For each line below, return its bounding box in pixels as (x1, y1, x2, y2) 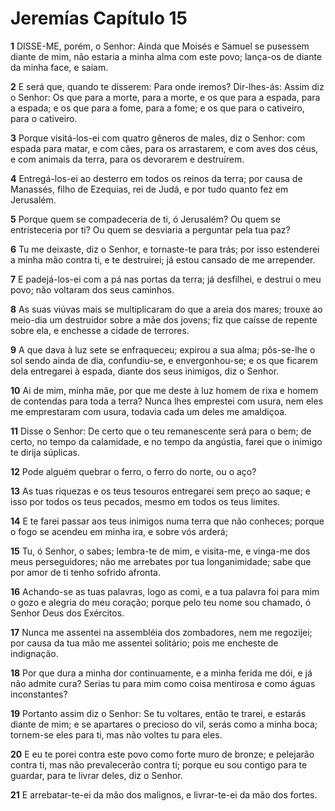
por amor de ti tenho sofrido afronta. (10, 566, 161, 578)
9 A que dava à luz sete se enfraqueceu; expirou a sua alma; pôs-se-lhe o (10, 343, 316, 356)
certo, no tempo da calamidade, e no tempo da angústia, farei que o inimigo (10, 435, 323, 447)
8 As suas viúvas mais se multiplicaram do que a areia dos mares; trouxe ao (10, 303, 323, 315)
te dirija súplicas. (10, 446, 80, 458)
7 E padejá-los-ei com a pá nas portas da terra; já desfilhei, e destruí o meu (10, 273, 322, 285)
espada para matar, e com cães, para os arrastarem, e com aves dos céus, (10, 142, 319, 154)
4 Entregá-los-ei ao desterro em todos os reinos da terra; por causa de (10, 172, 303, 184)
